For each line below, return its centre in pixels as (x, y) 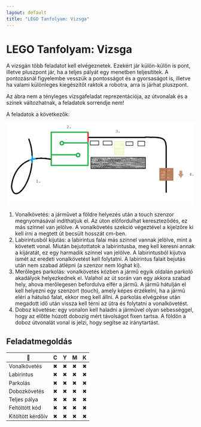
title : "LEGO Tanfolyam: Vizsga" (48, 19)
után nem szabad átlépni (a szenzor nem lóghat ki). (78, 266)
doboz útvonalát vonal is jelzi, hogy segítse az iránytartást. (87, 322)
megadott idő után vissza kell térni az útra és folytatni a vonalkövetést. (102, 304)
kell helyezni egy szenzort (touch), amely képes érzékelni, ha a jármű (100, 291)
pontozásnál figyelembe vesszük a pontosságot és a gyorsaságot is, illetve (98, 78)
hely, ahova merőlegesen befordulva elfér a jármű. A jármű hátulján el (100, 285)
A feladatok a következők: (38, 114)
